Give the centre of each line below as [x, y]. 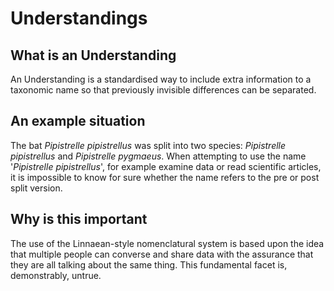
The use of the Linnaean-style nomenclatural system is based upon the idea [167, 243]
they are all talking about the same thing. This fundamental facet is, [149, 264]
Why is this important [79, 219]
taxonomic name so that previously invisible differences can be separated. [163, 90]
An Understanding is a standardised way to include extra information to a [161, 79]
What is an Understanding [93, 55]
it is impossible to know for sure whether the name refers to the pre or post [165, 177]
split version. [36, 188]
